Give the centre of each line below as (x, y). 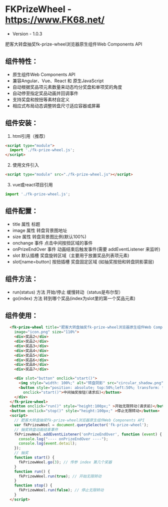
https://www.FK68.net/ (55, 20)
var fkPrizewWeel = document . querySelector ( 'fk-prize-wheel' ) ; (81, 425)
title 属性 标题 (26, 224)
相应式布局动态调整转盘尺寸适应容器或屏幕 (56, 106)
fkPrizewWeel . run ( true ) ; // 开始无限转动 (60, 476)
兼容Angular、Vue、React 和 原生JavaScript (58, 81)
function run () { (32, 471)
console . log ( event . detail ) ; (48, 444)
